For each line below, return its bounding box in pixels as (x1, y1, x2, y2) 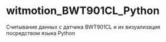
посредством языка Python (6, 29, 76, 36)
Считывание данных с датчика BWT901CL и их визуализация (6, 23, 161, 30)
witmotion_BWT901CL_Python (6, 4, 160, 17)
